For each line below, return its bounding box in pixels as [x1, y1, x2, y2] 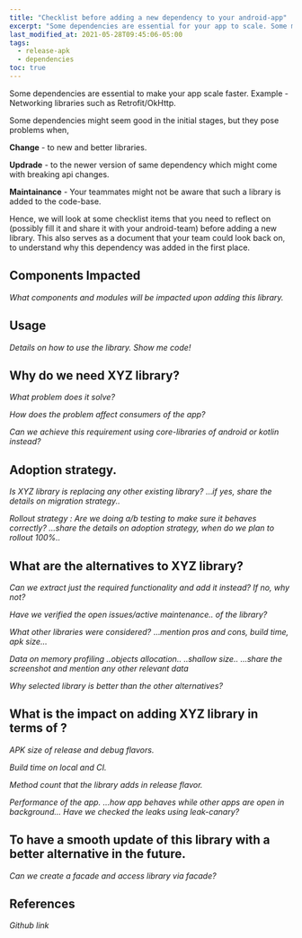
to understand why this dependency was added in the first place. [9, 242, 250, 253]
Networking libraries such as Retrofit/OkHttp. [9, 97, 177, 108]
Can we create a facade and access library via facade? [9, 870, 218, 881]
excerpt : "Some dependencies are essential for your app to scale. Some [9, 22, 288, 31]
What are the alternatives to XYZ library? [9, 558, 244, 574]
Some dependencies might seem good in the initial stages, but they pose [9, 114, 280, 126]
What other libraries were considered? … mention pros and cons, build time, [9, 626, 289, 637]
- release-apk [17, 47, 70, 56]
